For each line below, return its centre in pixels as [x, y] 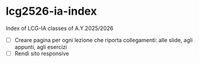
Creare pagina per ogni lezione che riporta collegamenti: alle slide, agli [104, 40]
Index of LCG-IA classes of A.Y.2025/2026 [60, 28]
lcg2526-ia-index [51, 11]
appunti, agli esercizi [41, 47]
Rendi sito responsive [42, 54]
